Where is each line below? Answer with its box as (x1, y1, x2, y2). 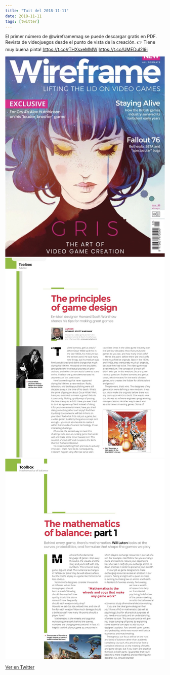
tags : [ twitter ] (5, 19, 39, 24)
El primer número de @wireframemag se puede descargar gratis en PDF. (5, 34, 157, 40)
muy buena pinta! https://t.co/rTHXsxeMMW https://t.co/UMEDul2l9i (5, 46, 148, 53)
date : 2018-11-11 (5, 13, 42, 19)
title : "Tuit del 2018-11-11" (5, 8, 69, 13)
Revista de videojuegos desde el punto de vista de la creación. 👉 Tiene (5, 39, 156, 45)
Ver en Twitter (5, 664, 35, 670)
